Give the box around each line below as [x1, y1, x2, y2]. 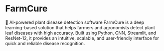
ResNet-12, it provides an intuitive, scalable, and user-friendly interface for [5, 35, 159, 41]
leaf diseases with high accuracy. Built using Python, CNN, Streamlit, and [5, 30, 156, 36]
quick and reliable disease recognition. [5, 40, 85, 46]
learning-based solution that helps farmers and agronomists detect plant [5, 24, 155, 30]
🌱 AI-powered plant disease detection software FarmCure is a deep [5, 19, 144, 25]
